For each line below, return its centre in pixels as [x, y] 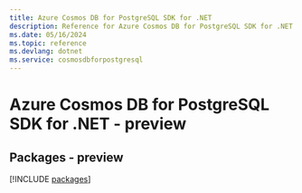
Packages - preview [66, 157]
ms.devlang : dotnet [46, 52]
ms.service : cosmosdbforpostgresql [76, 60]
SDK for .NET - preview [98, 124]
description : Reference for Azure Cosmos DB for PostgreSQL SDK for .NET [151, 26]
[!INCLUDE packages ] [50, 179]
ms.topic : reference [48, 43]
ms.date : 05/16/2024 [48, 34]
